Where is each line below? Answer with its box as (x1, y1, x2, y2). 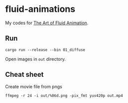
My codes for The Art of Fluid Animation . (5, 20, 88, 26)
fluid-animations (5, 3, 75, 15)
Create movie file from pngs (5, 83, 63, 90)
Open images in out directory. (5, 56, 66, 62)
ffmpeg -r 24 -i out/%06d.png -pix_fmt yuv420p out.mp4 (5, 93, 123, 98)
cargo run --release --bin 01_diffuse (5, 47, 85, 52)
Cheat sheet (5, 70, 44, 79)
